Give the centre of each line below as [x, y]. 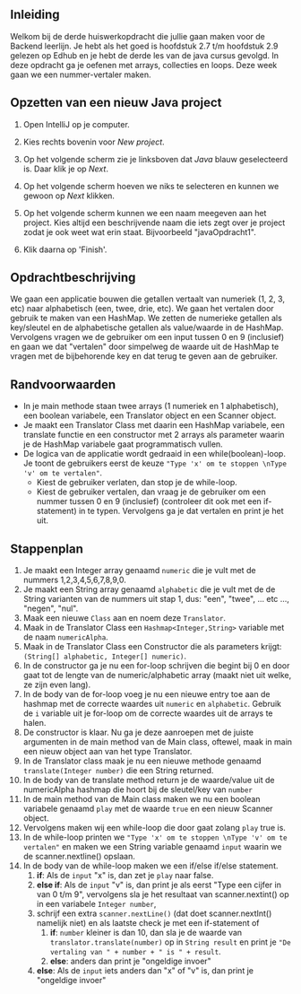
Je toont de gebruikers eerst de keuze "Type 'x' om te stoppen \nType [155, 463]
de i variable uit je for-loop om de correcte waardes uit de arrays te [148, 713]
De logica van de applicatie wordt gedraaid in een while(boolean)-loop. [154, 454]
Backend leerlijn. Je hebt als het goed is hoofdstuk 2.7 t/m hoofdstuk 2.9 [144, 46]
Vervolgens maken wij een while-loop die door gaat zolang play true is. [154, 828]
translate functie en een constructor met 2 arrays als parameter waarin [154, 435]
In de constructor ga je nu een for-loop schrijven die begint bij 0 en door [156, 666]
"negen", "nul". [51, 608]
